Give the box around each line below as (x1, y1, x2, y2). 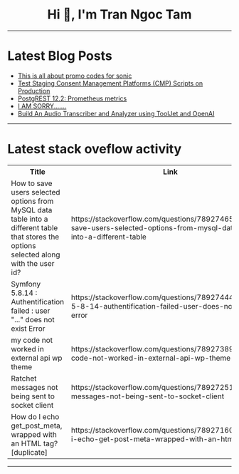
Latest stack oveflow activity (7, 141, 182, 158)
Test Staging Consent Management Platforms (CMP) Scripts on (17, 78, 203, 88)
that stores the (11, 232, 60, 242)
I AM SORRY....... (17, 101, 67, 110)
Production (17, 86, 51, 95)
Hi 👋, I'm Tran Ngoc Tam (47, 6, 192, 23)
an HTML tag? (11, 438, 58, 448)
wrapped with (11, 429, 57, 439)
